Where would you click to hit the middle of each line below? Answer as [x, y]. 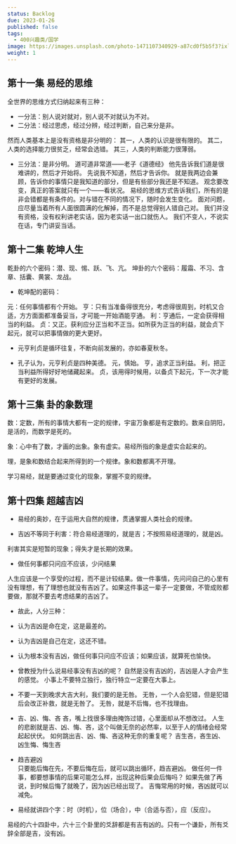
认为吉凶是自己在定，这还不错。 [64, 641]
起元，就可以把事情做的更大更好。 [57, 333]
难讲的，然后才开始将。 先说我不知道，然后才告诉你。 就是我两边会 [114, 172]
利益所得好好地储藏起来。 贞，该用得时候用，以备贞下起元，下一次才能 [126, 371]
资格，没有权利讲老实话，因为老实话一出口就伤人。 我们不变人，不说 [123, 216]
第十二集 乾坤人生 [45, 250]
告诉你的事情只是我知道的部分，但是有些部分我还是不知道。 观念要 [126, 181]
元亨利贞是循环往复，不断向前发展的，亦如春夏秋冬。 [94, 348]
